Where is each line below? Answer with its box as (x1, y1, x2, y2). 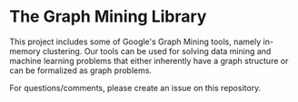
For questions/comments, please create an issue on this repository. (9, 82, 262, 93)
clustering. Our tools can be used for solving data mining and (42, 45, 272, 56)
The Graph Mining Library (9, 6, 207, 27)
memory (9, 45, 41, 56)
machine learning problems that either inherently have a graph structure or (9, 55, 289, 66)
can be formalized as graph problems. (9, 65, 153, 76)
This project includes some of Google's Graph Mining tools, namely (9, 36, 262, 47)
